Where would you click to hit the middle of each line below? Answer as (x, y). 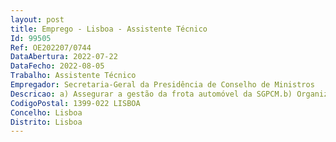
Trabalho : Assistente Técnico (73, 76)
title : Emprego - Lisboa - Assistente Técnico (109, 29)
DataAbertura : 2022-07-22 (64, 57)
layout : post (37, 19)
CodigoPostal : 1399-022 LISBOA (75, 103)
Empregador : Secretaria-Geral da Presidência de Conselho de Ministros (162, 85)
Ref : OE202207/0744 (51, 47)
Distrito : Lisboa (46, 122)
